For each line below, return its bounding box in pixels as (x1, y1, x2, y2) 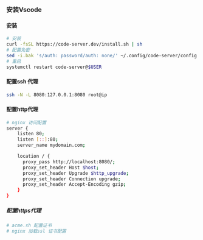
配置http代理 (6, 105, 38, 113)
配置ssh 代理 (6, 77, 38, 85)
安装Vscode (6, 5, 43, 13)
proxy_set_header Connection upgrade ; (22, 175, 121, 182)
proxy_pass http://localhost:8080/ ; (22, 158, 115, 165)
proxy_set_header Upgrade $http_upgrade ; (22, 170, 129, 176)
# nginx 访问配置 (6, 119, 47, 125)
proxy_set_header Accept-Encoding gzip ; (22, 182, 126, 188)
